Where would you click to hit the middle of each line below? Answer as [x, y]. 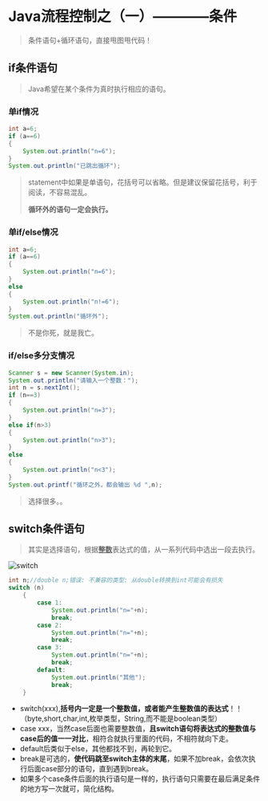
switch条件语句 [47, 529]
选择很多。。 [47, 501]
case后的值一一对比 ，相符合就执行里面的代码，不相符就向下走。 [126, 738]
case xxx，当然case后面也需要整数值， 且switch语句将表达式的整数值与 [138, 729]
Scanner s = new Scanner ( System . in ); [71, 373]
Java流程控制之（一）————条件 [123, 16]
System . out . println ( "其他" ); [98, 677]
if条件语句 [33, 68]
